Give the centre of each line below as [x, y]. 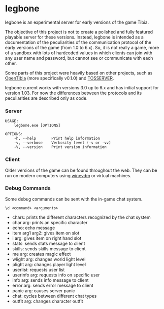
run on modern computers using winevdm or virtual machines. [68, 175]
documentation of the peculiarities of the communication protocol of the [78, 42]
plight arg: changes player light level [49, 264]
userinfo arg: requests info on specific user [56, 275]
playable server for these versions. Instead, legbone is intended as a [74, 37]
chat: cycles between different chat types [54, 296]
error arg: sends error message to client [53, 285]
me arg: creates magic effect [42, 254]
